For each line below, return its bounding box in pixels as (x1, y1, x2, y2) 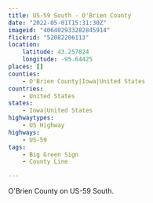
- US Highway (22, 121, 65, 129)
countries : (8, 84, 44, 93)
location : (8, 41, 41, 49)
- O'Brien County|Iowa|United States (22, 77, 146, 85)
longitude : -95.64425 (22, 56, 93, 64)
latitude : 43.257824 (22, 48, 89, 56)
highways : (8, 128, 41, 136)
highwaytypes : (8, 114, 55, 122)
